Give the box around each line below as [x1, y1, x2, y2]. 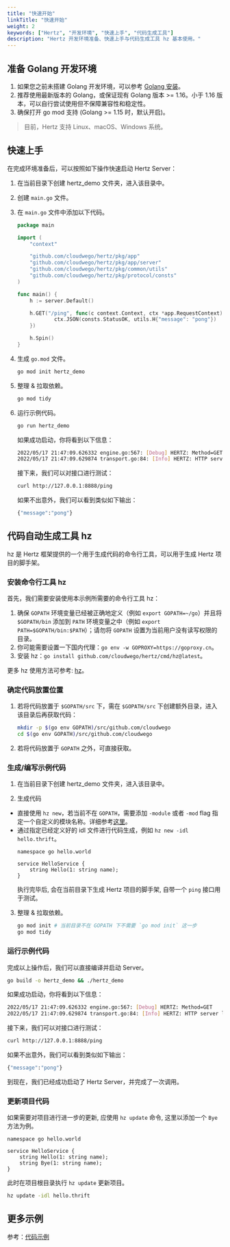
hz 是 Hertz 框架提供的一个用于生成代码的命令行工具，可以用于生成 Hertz [7, 550, 214, 558]
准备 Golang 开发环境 [7, 63, 97, 74]
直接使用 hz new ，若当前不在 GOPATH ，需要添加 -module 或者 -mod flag [16, 809, 211, 818]
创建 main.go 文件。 [16, 193, 73, 201]
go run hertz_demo [16, 422, 70, 429]
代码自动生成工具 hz [7, 530, 92, 542]
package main [16, 221, 55, 229]
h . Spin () [29, 335, 55, 342]
